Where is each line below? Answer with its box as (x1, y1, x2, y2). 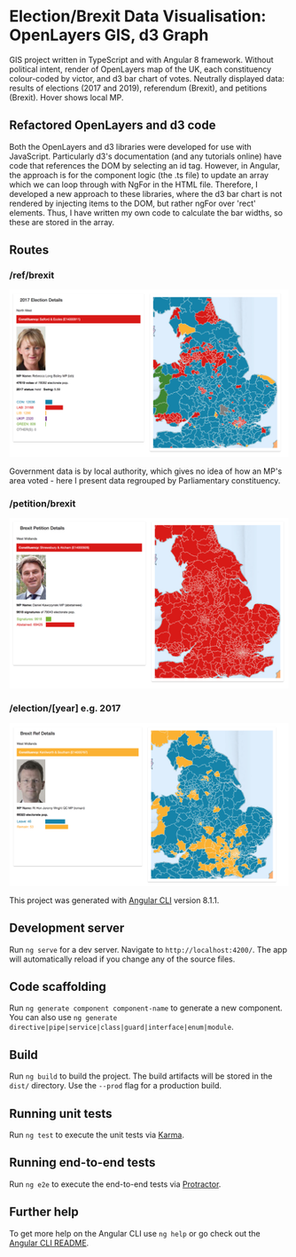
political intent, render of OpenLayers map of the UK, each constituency (9, 64, 272, 75)
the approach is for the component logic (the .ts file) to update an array (9, 169, 269, 180)
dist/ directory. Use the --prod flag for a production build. (9, 1080, 222, 1091)
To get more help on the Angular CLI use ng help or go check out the (9, 1228, 261, 1238)
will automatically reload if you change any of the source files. (9, 954, 236, 964)
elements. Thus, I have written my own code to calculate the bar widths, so (9, 207, 284, 218)
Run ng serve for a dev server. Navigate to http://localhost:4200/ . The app (9, 944, 288, 955)
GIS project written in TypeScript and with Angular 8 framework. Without (9, 54, 274, 65)
